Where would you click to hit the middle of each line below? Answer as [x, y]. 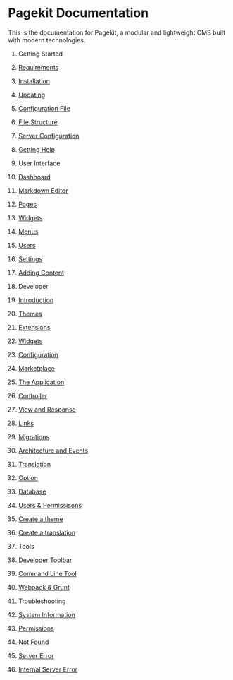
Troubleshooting [42, 601]
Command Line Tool [47, 573]
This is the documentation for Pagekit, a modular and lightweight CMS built [117, 32]
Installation [34, 81]
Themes [30, 314]
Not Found [33, 642]
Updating [32, 95]
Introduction [36, 300]
